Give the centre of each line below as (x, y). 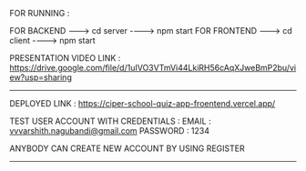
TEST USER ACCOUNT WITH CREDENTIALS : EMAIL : (110, 121)
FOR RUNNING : (40, 13)
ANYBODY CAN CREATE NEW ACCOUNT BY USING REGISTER (127, 148)
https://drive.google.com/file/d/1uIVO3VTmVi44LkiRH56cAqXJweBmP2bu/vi (153, 68)
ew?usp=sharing (41, 77)
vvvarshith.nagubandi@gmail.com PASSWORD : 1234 (110, 131)
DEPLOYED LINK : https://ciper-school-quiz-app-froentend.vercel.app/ (143, 103)
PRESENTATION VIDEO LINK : (65, 58)
